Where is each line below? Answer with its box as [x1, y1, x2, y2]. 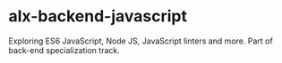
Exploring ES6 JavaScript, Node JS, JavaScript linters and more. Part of [8, 35, 274, 46]
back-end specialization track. [8, 44, 120, 55]
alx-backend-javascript [8, 6, 187, 27]
